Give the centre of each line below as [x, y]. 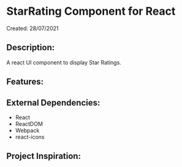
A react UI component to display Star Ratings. [64, 62]
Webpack [27, 130]
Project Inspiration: [44, 156]
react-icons [30, 137]
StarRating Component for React [91, 11]
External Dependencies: [53, 103]
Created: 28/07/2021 [32, 28]
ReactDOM [29, 123]
